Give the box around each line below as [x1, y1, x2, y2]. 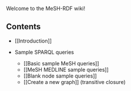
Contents [6, 22, 41, 32]
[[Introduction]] [14, 37, 52, 44]
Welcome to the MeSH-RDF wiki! [6, 5, 86, 12]
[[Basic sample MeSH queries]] [23, 60, 99, 66]
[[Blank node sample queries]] [23, 72, 97, 79]
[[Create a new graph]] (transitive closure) [23, 78, 126, 85]
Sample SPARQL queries [14, 48, 75, 55]
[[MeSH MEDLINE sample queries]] [23, 66, 109, 73]
